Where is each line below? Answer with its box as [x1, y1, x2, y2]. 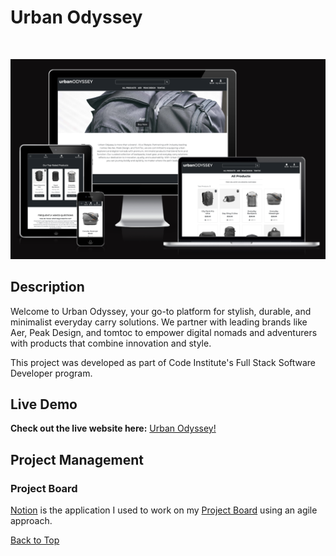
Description [10, 279, 85, 296]
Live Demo [10, 396, 78, 413]
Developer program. [10, 367, 93, 379]
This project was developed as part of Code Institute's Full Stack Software [10, 356, 317, 368]
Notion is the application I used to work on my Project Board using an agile [10, 504, 318, 516]
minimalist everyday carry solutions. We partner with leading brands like [10, 316, 308, 328]
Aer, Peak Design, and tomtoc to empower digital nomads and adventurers [10, 326, 318, 338]
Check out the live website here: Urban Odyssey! [10, 422, 217, 435]
